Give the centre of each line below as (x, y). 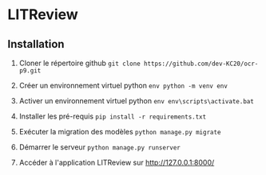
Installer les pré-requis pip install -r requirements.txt (113, 116)
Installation (36, 44)
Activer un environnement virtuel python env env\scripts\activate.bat (137, 101)
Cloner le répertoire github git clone (79, 63)
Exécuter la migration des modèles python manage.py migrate (120, 132)
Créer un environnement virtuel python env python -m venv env (123, 86)
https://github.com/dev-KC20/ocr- (201, 64)
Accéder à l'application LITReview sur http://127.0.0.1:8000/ (117, 162)
